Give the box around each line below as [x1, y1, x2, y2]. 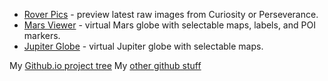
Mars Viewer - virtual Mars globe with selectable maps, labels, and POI [23, 19, 316, 31]
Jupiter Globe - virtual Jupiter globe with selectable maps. [23, 40, 264, 52]
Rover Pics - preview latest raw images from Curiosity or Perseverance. [23, 9, 319, 20]
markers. [23, 30, 61, 41]
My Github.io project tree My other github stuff [9, 60, 202, 71]
